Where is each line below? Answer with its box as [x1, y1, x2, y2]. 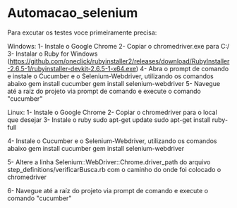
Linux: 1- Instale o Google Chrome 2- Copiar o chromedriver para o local [7, 108, 217, 116]
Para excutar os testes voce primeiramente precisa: [7, 28, 157, 37]
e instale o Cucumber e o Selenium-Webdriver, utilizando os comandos [7, 72, 214, 80]
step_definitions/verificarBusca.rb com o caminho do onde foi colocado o [7, 165, 221, 173]
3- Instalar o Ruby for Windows [7, 49, 98, 58]
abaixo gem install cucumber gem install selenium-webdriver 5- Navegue [7, 79, 221, 87]
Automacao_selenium [7, 5, 138, 21]
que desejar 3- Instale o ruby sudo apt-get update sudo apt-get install [7, 115, 211, 124]
